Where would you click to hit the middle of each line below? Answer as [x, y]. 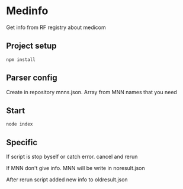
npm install [21, 60]
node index [20, 124]
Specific [22, 142]
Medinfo [27, 11]
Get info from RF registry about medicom [56, 27]
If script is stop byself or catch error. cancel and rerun [72, 157]
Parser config [32, 78]
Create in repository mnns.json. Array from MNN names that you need [92, 92]
